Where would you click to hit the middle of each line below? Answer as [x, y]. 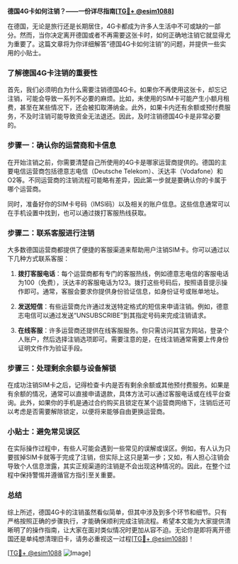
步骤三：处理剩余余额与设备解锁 [62, 368]
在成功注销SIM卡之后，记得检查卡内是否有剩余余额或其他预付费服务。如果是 [119, 385]
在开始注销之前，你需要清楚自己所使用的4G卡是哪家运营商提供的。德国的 [114, 162]
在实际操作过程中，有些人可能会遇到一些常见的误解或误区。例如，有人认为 [116, 448]
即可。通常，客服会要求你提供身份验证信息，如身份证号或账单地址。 [123, 291]
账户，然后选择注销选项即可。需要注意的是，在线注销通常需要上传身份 [126, 339]
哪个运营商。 [26, 189]
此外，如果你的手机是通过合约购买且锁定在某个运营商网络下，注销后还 [122, 403]
